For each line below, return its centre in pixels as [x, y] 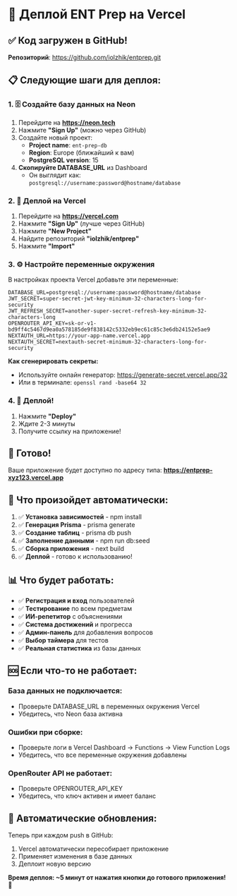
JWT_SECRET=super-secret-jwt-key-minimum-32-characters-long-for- [108, 299]
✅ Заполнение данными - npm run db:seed [84, 541]
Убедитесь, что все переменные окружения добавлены [103, 755]
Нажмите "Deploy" [47, 416]
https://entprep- [188, 470]
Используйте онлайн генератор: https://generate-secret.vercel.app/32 [123, 375]
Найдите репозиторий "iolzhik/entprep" [79, 238]
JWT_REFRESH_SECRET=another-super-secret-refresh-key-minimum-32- [108, 311]
